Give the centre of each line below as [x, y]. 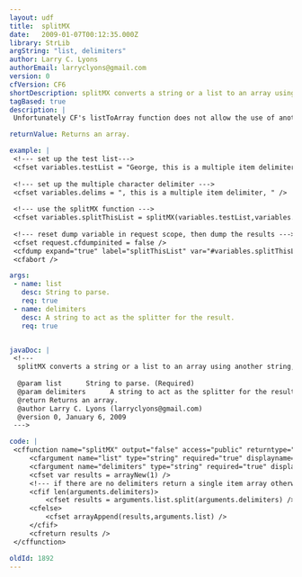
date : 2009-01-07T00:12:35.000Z [74, 34]
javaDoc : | [30, 350]
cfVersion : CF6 [38, 85]
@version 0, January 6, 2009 [72, 417]
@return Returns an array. [68, 400]
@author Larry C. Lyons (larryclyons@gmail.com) [110, 409]
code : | [24, 442]
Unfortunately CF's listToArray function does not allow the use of [144, 118]
